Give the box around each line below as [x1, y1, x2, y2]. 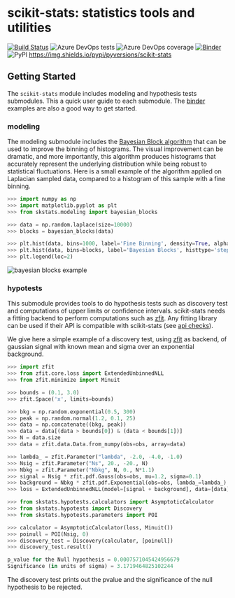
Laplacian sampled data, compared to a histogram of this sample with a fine [7, 175, 226, 183]
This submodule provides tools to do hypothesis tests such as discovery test [7, 299, 228, 308]
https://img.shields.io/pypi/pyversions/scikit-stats [29, 50, 172, 59]
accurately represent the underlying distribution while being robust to [7, 159, 208, 169]
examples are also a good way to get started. [7, 104, 138, 113]
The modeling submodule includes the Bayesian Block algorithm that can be [7, 138, 227, 146]
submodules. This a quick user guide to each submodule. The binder [7, 97, 206, 105]
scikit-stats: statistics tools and [7, 5, 195, 21]
